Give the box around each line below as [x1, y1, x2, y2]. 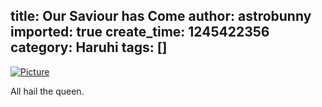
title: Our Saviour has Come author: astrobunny [10, 8, 312, 25]
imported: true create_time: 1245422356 [10, 24, 270, 41]
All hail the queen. [10, 85, 85, 97]
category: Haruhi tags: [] [10, 39, 168, 56]
